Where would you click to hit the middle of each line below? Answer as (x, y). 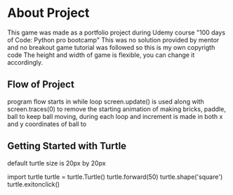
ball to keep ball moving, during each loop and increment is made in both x (115, 116)
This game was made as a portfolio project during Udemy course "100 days (116, 32)
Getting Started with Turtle (67, 146)
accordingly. (25, 62)
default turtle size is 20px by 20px (57, 163)
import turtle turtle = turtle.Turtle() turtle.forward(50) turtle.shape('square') (115, 177)
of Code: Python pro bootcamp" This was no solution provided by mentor (113, 39)
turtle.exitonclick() (34, 184)
